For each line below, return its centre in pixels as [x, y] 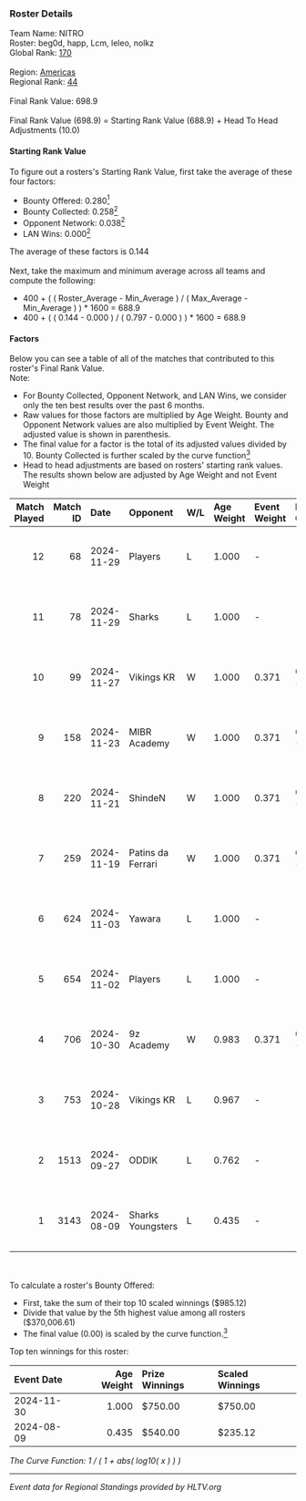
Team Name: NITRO [47, 34]
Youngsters [153, 1226]
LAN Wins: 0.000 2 [56, 233]
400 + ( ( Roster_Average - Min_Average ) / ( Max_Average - [135, 298]
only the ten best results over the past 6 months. [113, 406]
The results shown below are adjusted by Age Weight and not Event [150, 474]
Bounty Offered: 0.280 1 [66, 200]
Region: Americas [42, 72]
